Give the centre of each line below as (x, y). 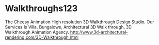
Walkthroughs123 (41, 8)
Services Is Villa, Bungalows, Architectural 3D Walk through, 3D (68, 27)
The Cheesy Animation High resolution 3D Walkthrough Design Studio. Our (79, 22)
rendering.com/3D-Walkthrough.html (42, 37)
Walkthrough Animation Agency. (37, 32)
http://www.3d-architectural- (99, 32)
